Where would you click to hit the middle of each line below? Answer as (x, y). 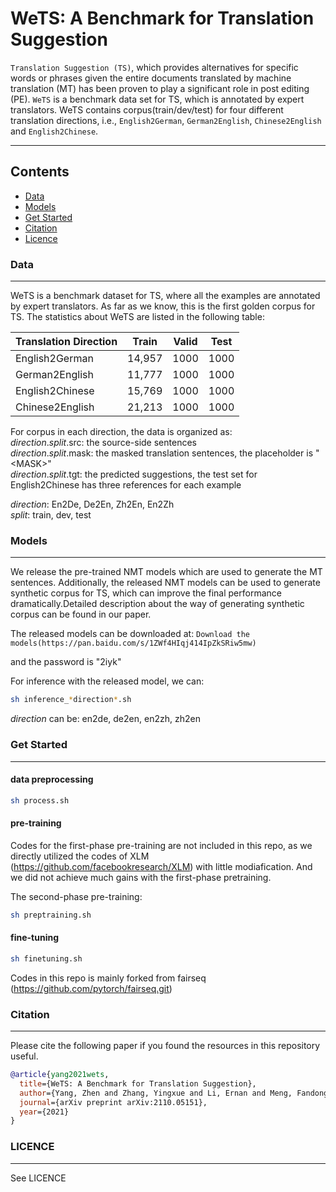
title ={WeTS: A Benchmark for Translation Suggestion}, (138, 1083)
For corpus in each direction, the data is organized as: (121, 432)
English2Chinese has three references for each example (126, 485)
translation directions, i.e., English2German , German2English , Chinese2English (166, 120)
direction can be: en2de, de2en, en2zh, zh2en (105, 719)
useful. (24, 1056)
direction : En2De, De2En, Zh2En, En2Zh (92, 504)
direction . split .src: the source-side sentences (103, 443)
